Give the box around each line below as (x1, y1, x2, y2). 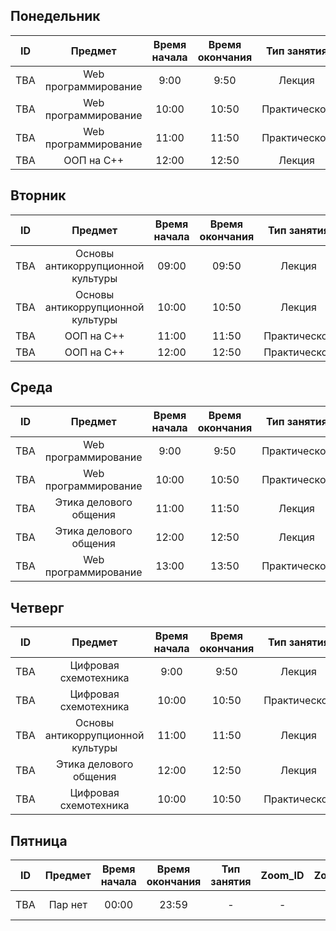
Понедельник (10, 8, 101, 25)
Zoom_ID (260, 869, 305, 883)
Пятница (10, 832, 68, 849)
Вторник (10, 187, 67, 204)
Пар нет (48, 898, 88, 912)
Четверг (10, 599, 65, 616)
